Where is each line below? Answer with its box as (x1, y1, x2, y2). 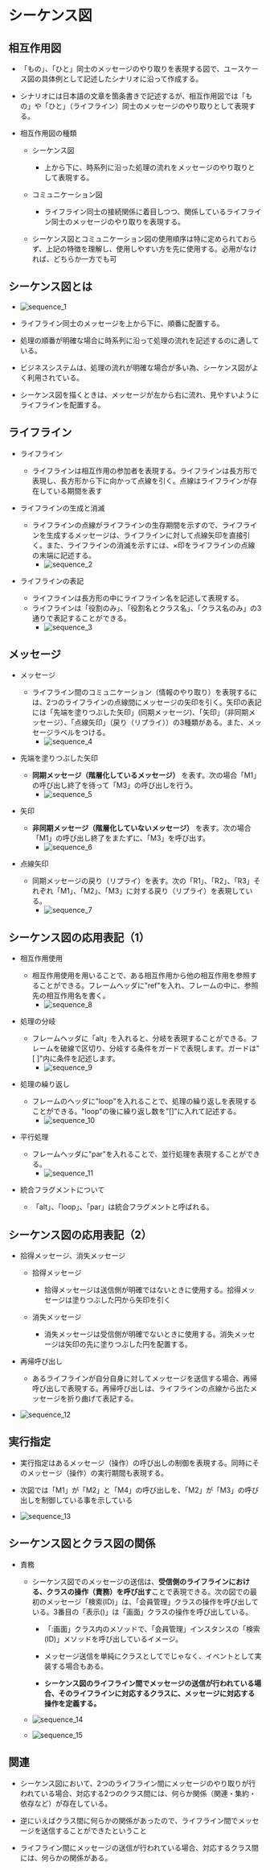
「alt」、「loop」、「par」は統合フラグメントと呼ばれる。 (31, 1202, 215, 1212)
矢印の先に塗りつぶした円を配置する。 (65, 1340, 193, 1349)
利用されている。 (27, 373, 84, 382)
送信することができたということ (41, 1826, 147, 1835)
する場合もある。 (51, 1661, 108, 1670)
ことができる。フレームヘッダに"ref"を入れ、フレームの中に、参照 (39, 980, 259, 990)
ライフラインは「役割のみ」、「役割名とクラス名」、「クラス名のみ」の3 (31, 603, 262, 613)
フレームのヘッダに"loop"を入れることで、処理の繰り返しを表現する (31, 1096, 257, 1106)
